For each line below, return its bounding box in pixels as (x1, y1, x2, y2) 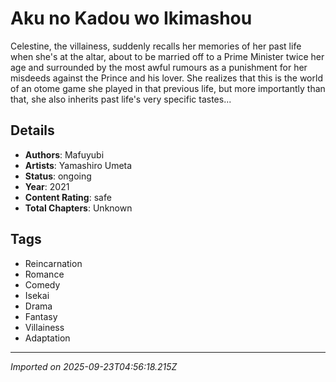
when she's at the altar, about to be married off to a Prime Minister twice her (10, 50, 325, 62)
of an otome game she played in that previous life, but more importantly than (10, 82, 326, 94)
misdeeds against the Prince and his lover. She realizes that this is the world (10, 72, 323, 84)
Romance (24, 268, 65, 280)
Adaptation (24, 332, 71, 344)
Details (10, 122, 55, 139)
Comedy (24, 278, 61, 291)
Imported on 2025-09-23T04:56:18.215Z (10, 360, 178, 372)
